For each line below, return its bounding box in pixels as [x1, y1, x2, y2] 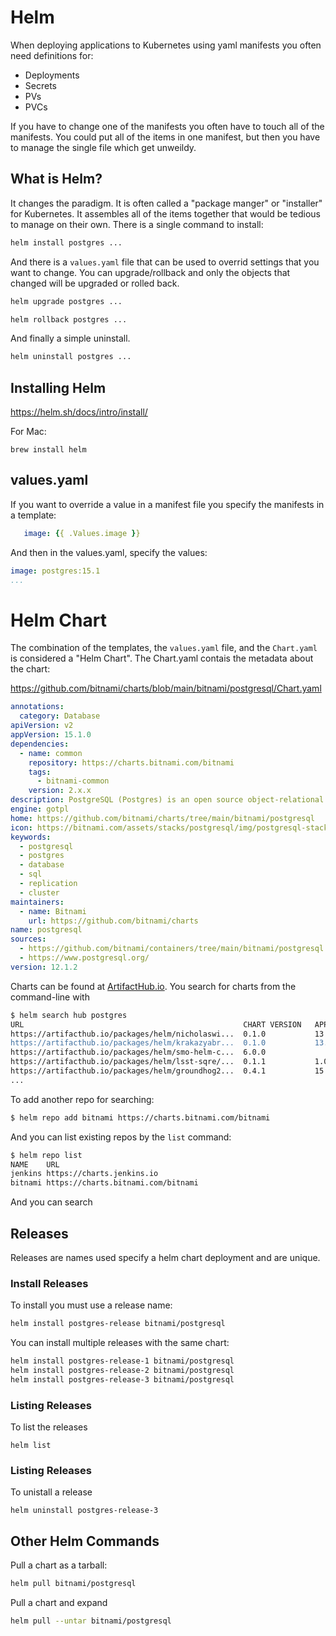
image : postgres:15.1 [10, 566, 101, 576]
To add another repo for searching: [10, 1093, 155, 1105]
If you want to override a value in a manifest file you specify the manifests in [10, 498, 325, 510]
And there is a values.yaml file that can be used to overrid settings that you [10, 256, 320, 268]
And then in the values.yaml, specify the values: [10, 546, 208, 558]
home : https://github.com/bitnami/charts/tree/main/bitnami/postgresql [10, 813, 315, 823]
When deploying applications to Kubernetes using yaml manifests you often [10, 39, 322, 51]
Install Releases [10, 1276, 89, 1290]
